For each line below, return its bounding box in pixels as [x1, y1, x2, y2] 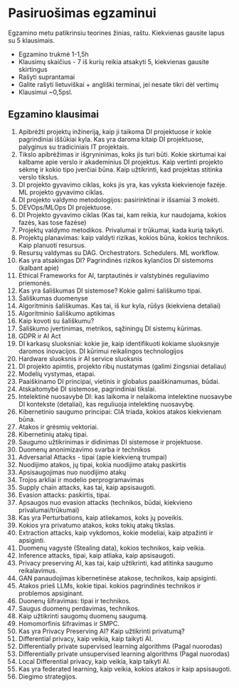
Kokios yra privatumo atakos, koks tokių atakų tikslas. [18, 521, 176, 529]
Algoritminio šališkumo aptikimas [18, 308, 115, 318]
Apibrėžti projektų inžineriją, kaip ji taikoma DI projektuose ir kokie [18, 127, 212, 136]
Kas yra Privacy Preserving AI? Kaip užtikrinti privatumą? [18, 627, 185, 635]
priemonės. [18, 278, 52, 287]
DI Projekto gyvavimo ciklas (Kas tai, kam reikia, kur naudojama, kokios [18, 210, 227, 219]
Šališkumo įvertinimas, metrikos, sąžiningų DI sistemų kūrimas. [18, 324, 203, 333]
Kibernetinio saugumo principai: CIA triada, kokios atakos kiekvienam [18, 407, 222, 416]
